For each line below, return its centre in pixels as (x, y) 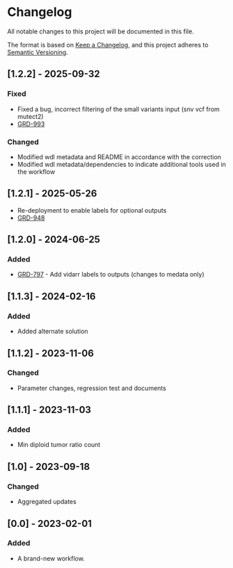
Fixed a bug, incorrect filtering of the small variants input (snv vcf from (119, 109)
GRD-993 (31, 124)
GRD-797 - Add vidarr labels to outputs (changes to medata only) (111, 275)
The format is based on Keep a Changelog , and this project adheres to (108, 44)
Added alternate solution (53, 332)
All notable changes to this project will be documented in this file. (101, 31)
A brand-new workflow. (51, 558)
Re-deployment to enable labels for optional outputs (92, 210)
